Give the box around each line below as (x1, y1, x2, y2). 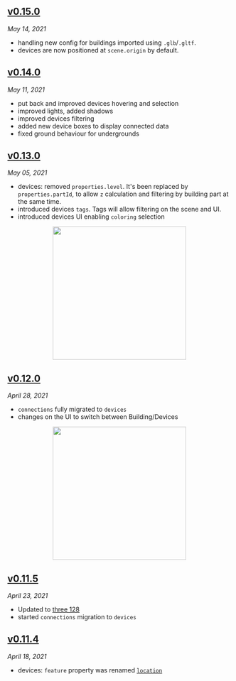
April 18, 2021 (7, 652, 47, 660)
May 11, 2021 (7, 85, 45, 94)
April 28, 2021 (7, 391, 48, 400)
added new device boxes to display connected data (17, 121, 169, 130)
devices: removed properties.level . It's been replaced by (17, 182, 188, 191)
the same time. (17, 197, 62, 206)
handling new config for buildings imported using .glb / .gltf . (17, 38, 197, 47)
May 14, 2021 (7, 24, 46, 33)
